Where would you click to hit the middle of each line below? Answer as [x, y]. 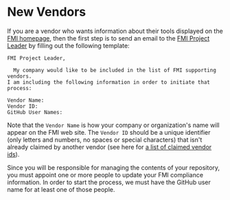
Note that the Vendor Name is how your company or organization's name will [113, 125]
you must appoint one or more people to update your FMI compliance [105, 175]
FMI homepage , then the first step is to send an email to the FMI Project [108, 38]
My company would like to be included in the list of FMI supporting [115, 70]
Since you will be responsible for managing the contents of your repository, [114, 167]
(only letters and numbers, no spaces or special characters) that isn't [105, 140]
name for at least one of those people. [61, 189]
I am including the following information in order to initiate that [109, 82]
